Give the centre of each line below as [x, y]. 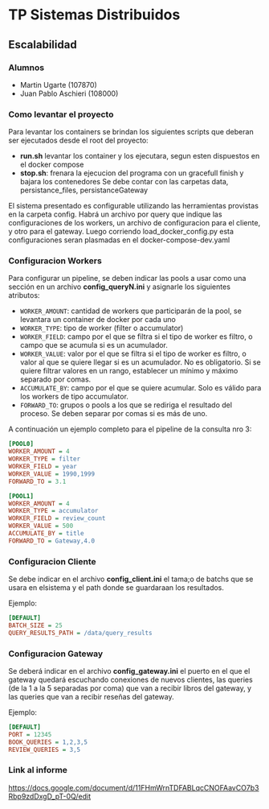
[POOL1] [21, 496]
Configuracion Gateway [56, 654]
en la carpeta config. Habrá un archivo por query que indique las [115, 214]
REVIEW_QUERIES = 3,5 [45, 749]
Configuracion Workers [55, 261]
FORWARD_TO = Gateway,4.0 [51, 541]
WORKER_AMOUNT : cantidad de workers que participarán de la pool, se [131, 311]
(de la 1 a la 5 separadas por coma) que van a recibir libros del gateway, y [130, 688]
